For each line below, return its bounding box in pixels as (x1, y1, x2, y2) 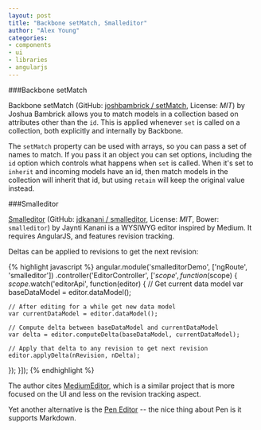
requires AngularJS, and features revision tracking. (8, 231, 175, 241)
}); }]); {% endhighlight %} (8, 365, 95, 374)
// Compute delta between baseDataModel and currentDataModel (8, 323, 219, 331)
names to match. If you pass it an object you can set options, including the (8, 149, 252, 159)
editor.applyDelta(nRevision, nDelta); (8, 351, 141, 359)
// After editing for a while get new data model (8, 303, 177, 311)
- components (8, 41, 52, 49)
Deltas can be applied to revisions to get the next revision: (8, 246, 199, 256)
